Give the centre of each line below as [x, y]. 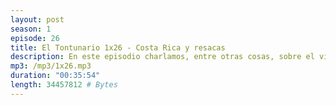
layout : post [37, 19]
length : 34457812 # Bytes [64, 85]
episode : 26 [35, 38]
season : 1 [31, 29]
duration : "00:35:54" [55, 76]
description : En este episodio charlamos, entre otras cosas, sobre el [162, 57]
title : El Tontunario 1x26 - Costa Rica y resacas [118, 47]
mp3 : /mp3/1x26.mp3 [51, 66]
